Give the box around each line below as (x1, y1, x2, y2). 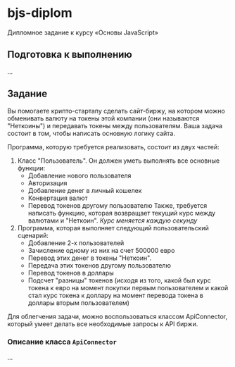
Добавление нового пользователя (27, 171, 132, 180)
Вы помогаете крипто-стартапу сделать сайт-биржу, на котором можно (7, 106, 225, 115)
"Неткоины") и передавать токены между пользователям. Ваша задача (7, 121, 223, 130)
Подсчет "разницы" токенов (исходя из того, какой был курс (27, 276, 211, 285)
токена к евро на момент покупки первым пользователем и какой (27, 283, 229, 292)
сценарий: (17, 231, 49, 240)
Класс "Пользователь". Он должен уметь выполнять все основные (17, 156, 220, 165)
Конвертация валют (27, 194, 88, 202)
